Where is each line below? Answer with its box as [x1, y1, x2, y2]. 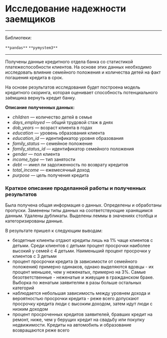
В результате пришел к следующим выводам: [5, 227, 103, 234]
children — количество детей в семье [12, 114, 92, 120]
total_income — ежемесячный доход [12, 167, 90, 173]
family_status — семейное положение [12, 140, 93, 146]
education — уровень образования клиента [12, 130, 105, 136]
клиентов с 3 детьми [12, 253, 57, 259]
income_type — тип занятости [12, 156, 76, 162]
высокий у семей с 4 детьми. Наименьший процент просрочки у [12, 248, 151, 254]
